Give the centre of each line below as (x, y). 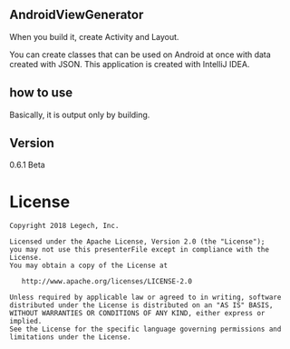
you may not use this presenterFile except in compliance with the (140, 250)
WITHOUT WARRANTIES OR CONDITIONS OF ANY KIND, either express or (137, 314)
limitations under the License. (70, 337)
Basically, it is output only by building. (80, 115)
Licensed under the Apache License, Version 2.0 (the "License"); (137, 242)
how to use (41, 93)
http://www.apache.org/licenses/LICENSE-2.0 (107, 282)
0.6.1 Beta (27, 165)
